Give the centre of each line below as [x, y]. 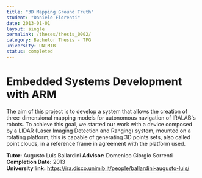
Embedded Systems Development [94, 81]
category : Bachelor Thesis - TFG [49, 40]
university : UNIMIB [31, 46]
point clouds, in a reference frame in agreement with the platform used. [96, 143]
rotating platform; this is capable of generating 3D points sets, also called [99, 137]
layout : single [26, 29]
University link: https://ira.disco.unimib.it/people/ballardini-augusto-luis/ [98, 168]
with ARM [31, 94]
